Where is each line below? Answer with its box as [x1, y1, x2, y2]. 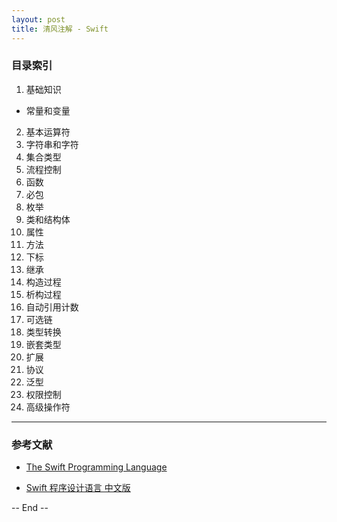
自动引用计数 [25, 301, 79, 313]
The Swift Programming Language [25, 461, 168, 473]
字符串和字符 [25, 138, 79, 150]
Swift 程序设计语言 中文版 [25, 482, 131, 494]
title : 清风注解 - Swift [11, 24, 109, 34]
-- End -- [11, 502, 49, 514]
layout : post [11, 14, 66, 25]
